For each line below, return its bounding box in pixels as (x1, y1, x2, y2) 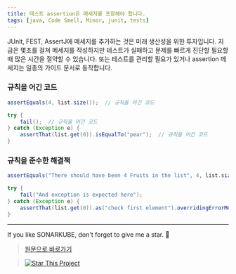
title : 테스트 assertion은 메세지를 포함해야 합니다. (7, 10, 146, 18)
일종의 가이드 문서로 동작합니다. (25, 63, 112, 72)
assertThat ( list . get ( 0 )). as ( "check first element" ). (20, 204, 178, 211)
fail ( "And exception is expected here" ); (20, 191, 143, 199)
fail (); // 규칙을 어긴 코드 (20, 118, 98, 125)
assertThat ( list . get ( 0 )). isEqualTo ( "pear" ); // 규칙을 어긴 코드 (20, 131, 209, 138)
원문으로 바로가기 (24, 244, 72, 253)
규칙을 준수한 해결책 (7, 155, 71, 165)
